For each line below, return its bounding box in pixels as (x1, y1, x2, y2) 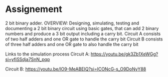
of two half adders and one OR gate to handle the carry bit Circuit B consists (5, 36, 163, 42)
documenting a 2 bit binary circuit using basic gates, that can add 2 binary (5, 25, 159, 31)
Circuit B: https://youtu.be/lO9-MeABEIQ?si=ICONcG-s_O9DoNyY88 (5, 66, 146, 72)
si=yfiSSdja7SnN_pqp (5, 56, 50, 62)
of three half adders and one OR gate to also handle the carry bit (5, 41, 139, 47)
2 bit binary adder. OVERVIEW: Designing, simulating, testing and (5, 20, 139, 26)
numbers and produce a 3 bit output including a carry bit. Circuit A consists (5, 30, 161, 36)
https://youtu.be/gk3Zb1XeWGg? (90, 51, 158, 57)
